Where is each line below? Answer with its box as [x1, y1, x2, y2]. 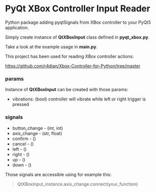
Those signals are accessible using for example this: [5, 171, 112, 177]
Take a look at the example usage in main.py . [5, 44, 98, 49]
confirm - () [12, 136, 36, 142]
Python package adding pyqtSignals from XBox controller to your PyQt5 [5, 19, 151, 25]
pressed [12, 101, 30, 107]
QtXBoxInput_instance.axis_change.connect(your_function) [17, 181, 138, 187]
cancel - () [12, 141, 34, 146]
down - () [12, 162, 32, 168]
